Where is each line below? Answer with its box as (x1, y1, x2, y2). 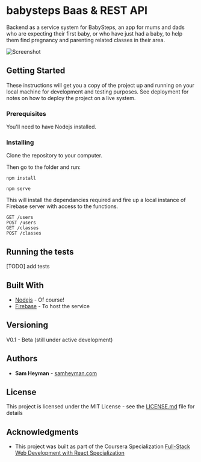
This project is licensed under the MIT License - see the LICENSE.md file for (6, 403, 195, 410)
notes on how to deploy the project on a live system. (6, 94, 136, 101)
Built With (6, 280, 44, 290)
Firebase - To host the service (14, 302, 90, 309)
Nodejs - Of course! (14, 296, 64, 303)
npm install (6, 176, 36, 182)
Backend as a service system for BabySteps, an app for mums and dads (6, 24, 185, 31)
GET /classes (6, 225, 39, 231)
